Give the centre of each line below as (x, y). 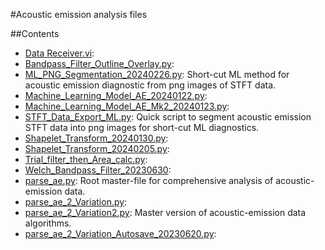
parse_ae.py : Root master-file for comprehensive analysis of (149, 180)
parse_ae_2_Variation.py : (76, 202)
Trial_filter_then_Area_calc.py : (86, 159)
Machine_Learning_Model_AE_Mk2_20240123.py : (127, 106)
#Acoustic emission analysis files (79, 14)
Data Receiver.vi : (59, 53)
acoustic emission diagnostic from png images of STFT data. (150, 85)
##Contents (35, 33)
